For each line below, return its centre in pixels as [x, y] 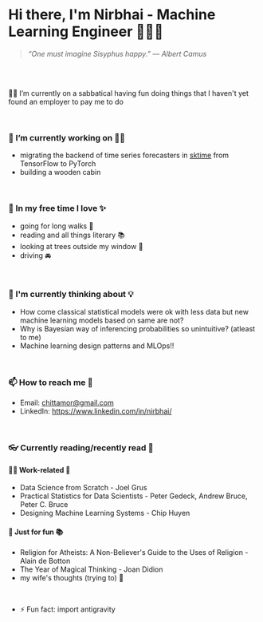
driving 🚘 [35, 255]
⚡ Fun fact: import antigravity [67, 609]
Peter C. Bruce [44, 505]
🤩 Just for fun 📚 [36, 532]
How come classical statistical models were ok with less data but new [134, 311]
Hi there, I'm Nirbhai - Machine [112, 15]
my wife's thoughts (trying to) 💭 [72, 578]
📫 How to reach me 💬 [51, 382]
